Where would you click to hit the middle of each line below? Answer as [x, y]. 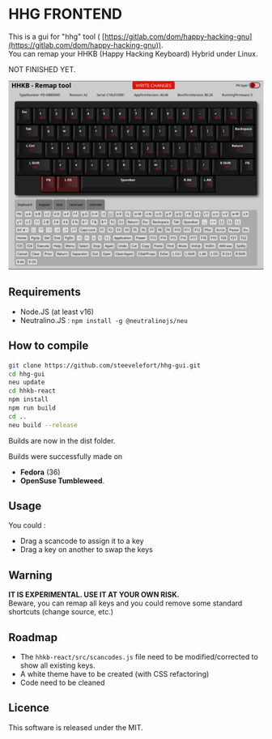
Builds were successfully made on [66, 456]
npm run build [32, 408]
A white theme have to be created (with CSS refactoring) [115, 674]
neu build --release [43, 425]
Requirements [45, 292]
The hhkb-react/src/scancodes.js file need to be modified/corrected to [139, 657]
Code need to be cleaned [62, 683]
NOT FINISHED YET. [42, 69]
